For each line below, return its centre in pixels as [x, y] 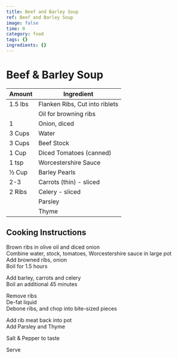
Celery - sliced [60, 191]
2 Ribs [18, 191]
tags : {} [17, 40]
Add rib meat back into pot [39, 320]
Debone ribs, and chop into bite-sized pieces [62, 308]
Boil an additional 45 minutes [42, 284]
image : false [22, 23]
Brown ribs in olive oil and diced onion [53, 247]
